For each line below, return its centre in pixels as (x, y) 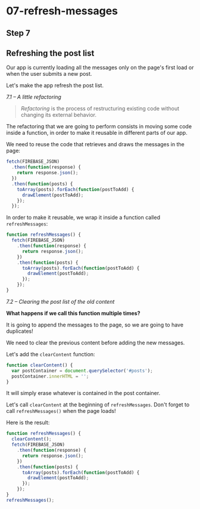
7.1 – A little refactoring (34, 97)
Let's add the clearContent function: (51, 354)
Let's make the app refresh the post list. (55, 85)
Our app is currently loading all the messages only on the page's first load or (100, 67)
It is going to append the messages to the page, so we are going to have (95, 325)
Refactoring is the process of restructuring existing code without (100, 109)
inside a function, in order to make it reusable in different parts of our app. (97, 133)
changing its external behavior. (59, 115)
